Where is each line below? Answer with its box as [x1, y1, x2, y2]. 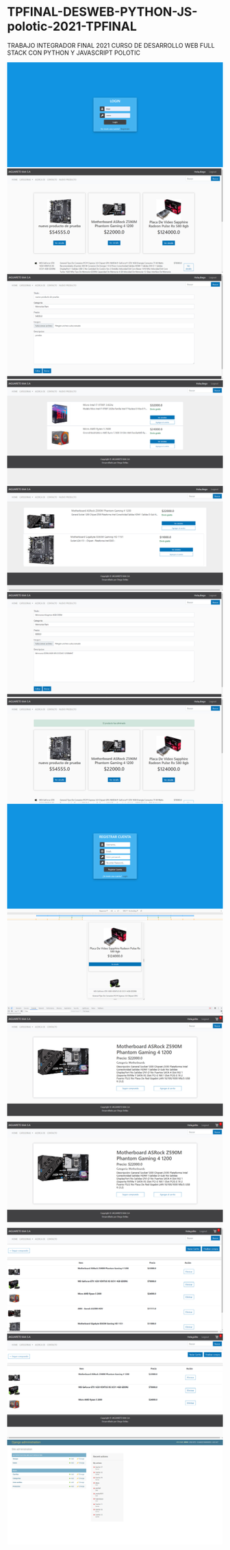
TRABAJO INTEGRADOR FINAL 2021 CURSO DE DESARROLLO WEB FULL [7, 41, 215, 49]
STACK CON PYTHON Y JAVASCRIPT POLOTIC [7, 49, 140, 57]
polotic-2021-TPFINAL [7, 18, 137, 34]
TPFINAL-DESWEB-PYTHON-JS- [7, 4, 198, 20]
